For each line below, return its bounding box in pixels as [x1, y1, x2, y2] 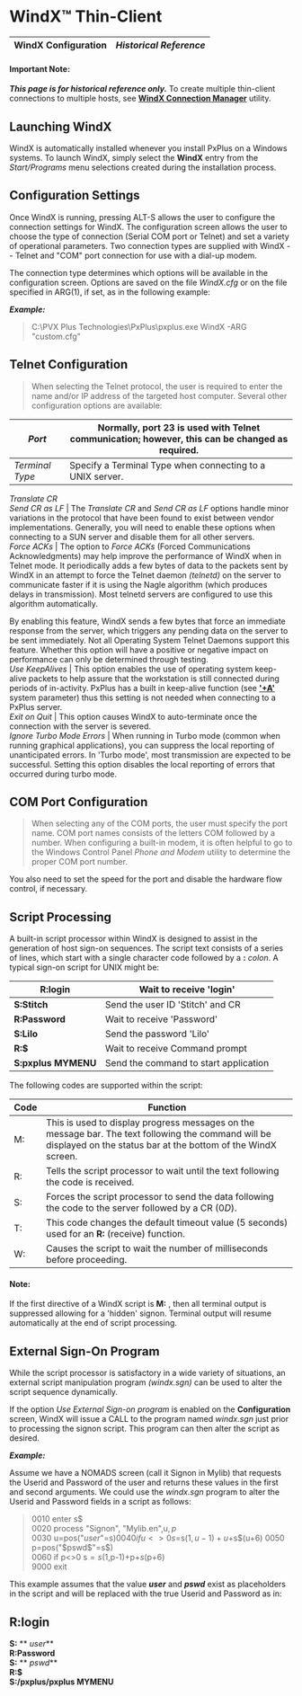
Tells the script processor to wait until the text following [46, 1165, 280, 1177]
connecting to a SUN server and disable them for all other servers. [9, 531, 255, 542]
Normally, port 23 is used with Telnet [97, 421, 261, 433]
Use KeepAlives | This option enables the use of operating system [9, 663, 253, 674]
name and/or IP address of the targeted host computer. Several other [31, 390, 288, 401]
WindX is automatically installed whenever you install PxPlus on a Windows [9, 142, 288, 154]
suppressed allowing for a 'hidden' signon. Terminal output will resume [9, 1308, 272, 1319]
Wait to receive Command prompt [104, 1043, 247, 1055]
